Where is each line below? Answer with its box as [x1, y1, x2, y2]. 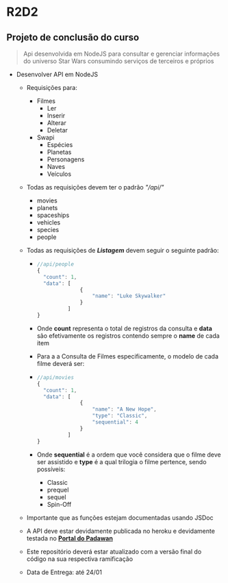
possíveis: [36, 465, 66, 473]
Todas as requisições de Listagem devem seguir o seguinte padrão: [26, 247, 219, 254]
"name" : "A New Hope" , [92, 406, 157, 413]
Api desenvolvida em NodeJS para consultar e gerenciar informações [23, 49, 220, 58]
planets [36, 204, 58, 212]
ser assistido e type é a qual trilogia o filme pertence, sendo [36, 457, 207, 466]
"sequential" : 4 [92, 419, 138, 426]
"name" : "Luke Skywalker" [92, 293, 166, 299]
